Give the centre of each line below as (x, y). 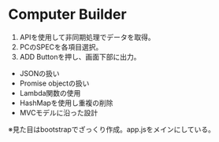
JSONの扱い (40, 73)
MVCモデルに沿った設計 (59, 112)
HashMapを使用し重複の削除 (66, 103)
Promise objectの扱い (54, 83)
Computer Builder (68, 15)
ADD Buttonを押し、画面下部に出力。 (80, 56)
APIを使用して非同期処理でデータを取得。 (87, 37)
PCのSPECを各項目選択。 (61, 47)
